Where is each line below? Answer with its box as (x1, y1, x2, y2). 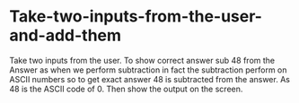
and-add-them (9, 25, 122, 46)
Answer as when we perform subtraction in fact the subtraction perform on (9, 64, 287, 75)
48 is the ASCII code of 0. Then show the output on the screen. (9, 83, 243, 94)
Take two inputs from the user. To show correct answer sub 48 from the (9, 55, 276, 65)
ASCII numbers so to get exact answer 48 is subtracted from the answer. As (9, 73, 290, 84)
